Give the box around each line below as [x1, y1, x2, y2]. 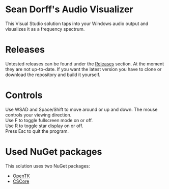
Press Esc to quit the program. [5, 128, 69, 134]
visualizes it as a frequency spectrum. [5, 26, 85, 32]
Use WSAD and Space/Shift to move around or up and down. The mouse [5, 106, 158, 112]
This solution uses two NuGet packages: [5, 162, 90, 169]
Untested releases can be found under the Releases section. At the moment [5, 60, 164, 67]
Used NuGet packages [5, 146, 102, 157]
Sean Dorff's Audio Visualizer [5, 4, 133, 15]
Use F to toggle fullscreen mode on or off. [5, 117, 93, 123]
